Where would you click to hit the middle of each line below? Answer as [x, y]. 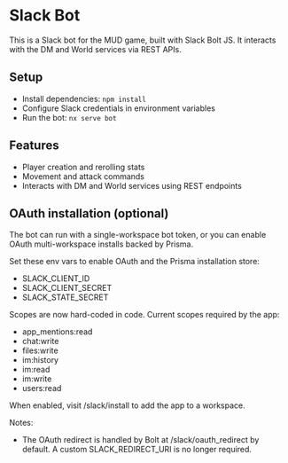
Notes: [21, 423]
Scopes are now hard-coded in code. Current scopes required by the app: [144, 315]
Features [34, 146]
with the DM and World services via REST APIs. [95, 49]
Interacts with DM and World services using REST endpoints [132, 185]
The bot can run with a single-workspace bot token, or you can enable [138, 235]
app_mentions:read [57, 332]
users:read [42, 388]
